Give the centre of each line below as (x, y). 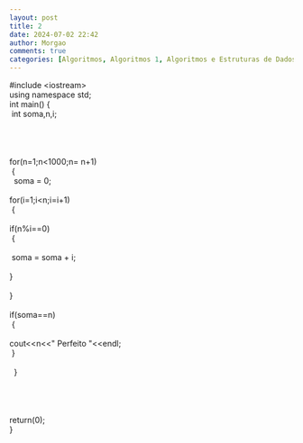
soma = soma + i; (44, 257)
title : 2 (26, 26)
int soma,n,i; (34, 114)
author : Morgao (38, 43)
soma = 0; (32, 181)
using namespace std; (50, 95)
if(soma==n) (32, 315)
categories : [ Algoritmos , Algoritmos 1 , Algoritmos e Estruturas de (141, 59)
